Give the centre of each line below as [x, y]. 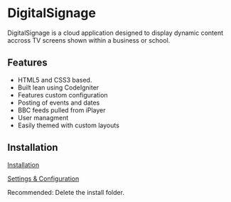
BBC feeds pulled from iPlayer [61, 110]
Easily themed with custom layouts [68, 125]
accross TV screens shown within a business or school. [89, 40]
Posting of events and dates [59, 102]
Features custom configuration [63, 95]
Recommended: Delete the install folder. [66, 192]
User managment [43, 117]
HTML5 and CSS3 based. [55, 80]
